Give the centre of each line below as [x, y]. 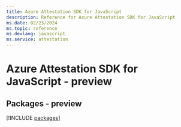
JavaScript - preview [59, 82]
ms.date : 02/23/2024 [32, 23]
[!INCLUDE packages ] [33, 118]
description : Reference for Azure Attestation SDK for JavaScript [91, 17]
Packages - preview [44, 103]
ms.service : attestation [37, 39]
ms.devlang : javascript [36, 34]
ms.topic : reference [32, 28]
